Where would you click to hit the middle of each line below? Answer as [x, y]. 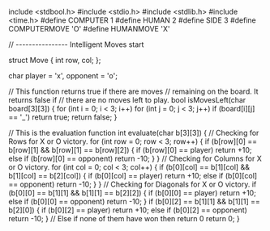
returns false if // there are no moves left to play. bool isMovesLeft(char [127, 100]
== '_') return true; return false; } [63, 117]
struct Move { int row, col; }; [55, 60]
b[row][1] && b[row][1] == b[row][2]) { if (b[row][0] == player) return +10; [131, 150]
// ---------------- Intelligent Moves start [76, 44]
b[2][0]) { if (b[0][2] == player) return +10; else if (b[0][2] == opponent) [128, 210]
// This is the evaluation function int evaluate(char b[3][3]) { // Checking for [134, 133]
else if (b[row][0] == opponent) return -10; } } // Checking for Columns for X [135, 158]
